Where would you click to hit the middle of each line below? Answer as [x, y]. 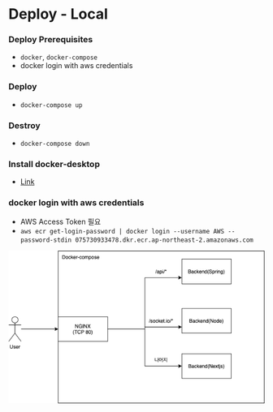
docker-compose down [55, 144]
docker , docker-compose [58, 57]
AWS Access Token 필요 [61, 221]
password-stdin [46, 240]
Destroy [24, 125]
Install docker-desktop [54, 164]
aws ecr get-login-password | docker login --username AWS [122, 231]
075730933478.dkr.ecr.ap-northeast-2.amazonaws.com [164, 240]
